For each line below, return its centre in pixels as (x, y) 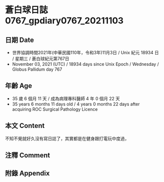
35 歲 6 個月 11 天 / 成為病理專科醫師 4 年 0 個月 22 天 (66, 99)
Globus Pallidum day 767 (37, 69)
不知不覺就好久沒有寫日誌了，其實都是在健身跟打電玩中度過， (67, 138)
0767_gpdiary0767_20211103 (64, 21)
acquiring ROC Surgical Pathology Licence (55, 109)
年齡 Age (19, 86)
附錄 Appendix (27, 173)
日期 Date (20, 40)
